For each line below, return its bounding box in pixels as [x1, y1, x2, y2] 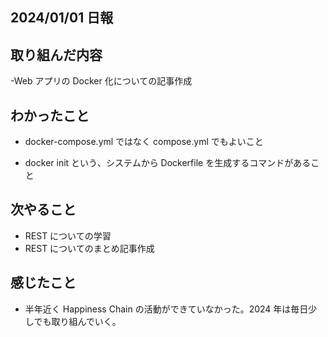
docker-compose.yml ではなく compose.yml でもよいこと [24, 136, 264, 148]
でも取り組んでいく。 [33, 315, 122, 327]
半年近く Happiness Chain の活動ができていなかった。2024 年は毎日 [24, 303, 309, 315]
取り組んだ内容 [10, 46, 103, 63]
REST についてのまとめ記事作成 [24, 242, 155, 254]
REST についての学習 [24, 229, 112, 242]
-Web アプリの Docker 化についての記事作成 [10, 75, 193, 87]
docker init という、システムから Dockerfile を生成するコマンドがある [24, 157, 312, 169]
